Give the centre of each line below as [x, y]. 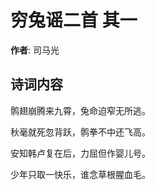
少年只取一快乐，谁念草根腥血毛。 [80, 174]
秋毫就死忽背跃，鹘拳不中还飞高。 [80, 132]
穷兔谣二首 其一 [74, 20]
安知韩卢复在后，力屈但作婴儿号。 [80, 153]
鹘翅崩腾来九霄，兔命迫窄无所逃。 [80, 110]
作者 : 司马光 [35, 50]
